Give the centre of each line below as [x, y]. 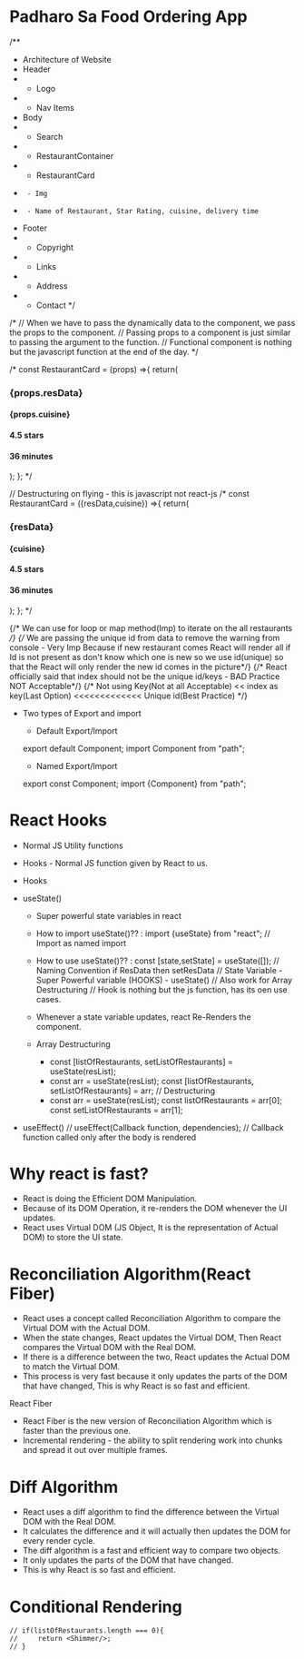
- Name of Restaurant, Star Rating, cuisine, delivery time [143, 211]
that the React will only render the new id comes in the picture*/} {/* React [148, 667]
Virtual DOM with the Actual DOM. [86, 1328]
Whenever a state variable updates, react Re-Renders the [143, 1017]
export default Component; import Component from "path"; [133, 748]
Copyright [55, 247]
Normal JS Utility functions [73, 845]
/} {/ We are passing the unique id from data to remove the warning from [145, 637]
